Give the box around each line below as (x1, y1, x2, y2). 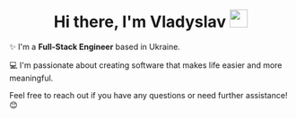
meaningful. (9, 72, 54, 83)
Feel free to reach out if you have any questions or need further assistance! (9, 89, 288, 100)
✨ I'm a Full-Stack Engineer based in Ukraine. (9, 41, 181, 52)
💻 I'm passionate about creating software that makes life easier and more (9, 59, 283, 71)
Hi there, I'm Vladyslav (53, 12, 227, 32)
